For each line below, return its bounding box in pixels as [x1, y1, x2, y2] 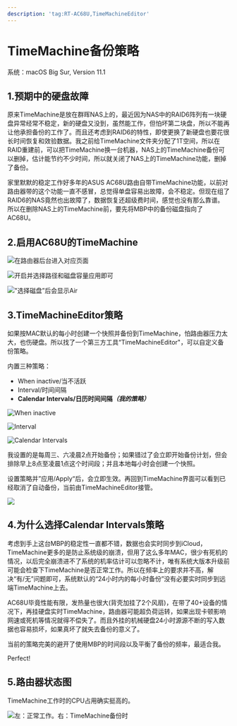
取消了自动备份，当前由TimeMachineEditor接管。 [13, 483, 157, 492]
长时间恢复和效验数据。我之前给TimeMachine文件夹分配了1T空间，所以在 [7, 137, 221, 145]
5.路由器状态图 [7, 676, 72, 689]
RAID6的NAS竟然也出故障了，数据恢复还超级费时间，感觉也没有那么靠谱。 [7, 196, 224, 205]
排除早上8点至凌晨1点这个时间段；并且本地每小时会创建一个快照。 [7, 460, 200, 468]
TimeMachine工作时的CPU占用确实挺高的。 [7, 696, 135, 705]
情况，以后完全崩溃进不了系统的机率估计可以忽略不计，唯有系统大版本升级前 [7, 557, 230, 565]
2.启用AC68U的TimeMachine [7, 236, 139, 248]
